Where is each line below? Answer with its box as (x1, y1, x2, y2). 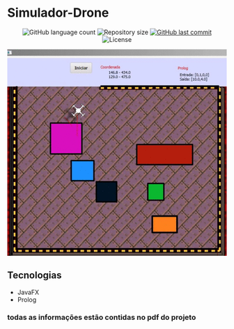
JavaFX (17, 288, 40, 296)
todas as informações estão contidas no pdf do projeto (7, 312, 196, 322)
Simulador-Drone (7, 5, 109, 21)
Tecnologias (7, 270, 62, 282)
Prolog (17, 295, 37, 304)
